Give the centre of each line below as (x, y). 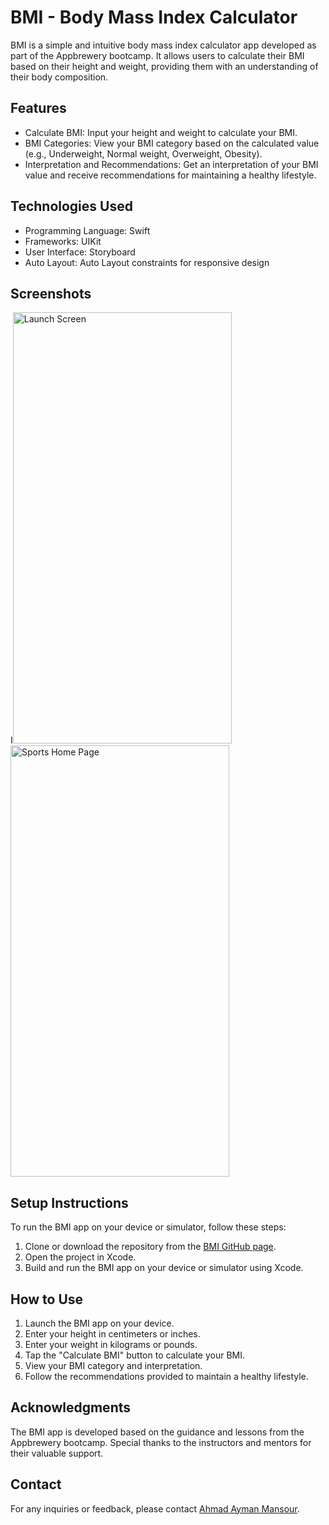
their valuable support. (57, 1453)
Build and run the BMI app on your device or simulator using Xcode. (164, 1268)
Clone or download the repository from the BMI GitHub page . (150, 1247)
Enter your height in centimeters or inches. (112, 1334)
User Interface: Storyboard (80, 252)
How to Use (47, 1299)
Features (38, 108)
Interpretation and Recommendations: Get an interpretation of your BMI (171, 164)
